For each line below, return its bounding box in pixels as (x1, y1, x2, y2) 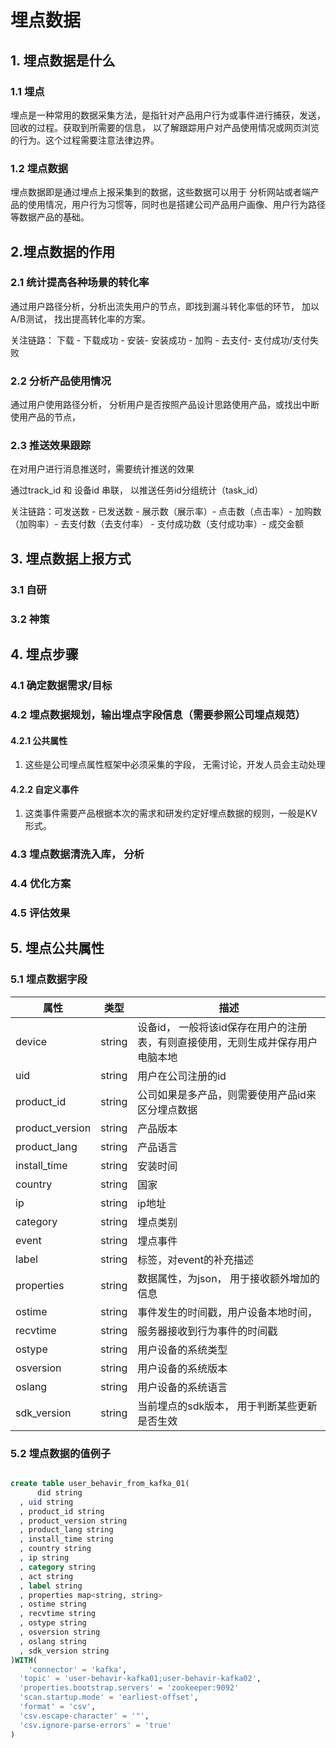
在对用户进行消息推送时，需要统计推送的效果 (10, 463, 195, 475)
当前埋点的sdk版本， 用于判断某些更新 (137, 1399, 318, 1413)
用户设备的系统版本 (137, 1361, 228, 1375)
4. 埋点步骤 (10, 646, 79, 663)
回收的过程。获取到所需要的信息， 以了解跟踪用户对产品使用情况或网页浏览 (10, 121, 320, 133)
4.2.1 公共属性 (10, 734, 68, 746)
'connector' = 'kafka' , (28, 1664, 128, 1675)
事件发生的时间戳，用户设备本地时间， (137, 1305, 318, 1319)
